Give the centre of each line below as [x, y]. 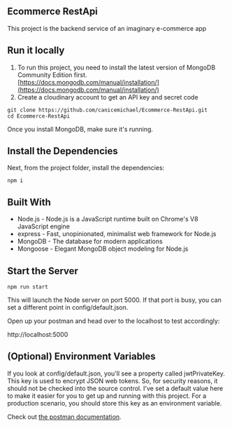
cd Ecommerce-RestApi [39, 116]
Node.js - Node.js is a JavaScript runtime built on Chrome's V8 [108, 219]
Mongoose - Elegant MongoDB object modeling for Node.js [103, 249]
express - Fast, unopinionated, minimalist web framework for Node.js [117, 234]
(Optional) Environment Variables [81, 357]
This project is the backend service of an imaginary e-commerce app [107, 28]
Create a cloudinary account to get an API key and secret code [108, 97]
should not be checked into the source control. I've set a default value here [115, 388]
